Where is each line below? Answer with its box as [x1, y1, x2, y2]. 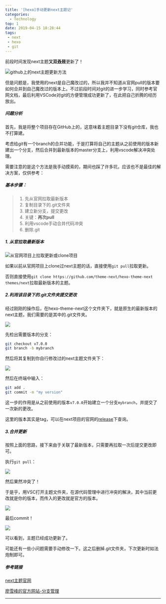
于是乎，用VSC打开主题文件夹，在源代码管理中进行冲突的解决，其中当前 [5, 489, 153, 495]
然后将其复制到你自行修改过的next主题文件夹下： [5, 355, 105, 361]
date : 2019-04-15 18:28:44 [5, 26, 61, 31]
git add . [5, 385, 26, 390]
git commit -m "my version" [5, 390, 63, 395]
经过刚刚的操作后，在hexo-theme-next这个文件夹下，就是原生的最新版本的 [5, 305, 158, 311]
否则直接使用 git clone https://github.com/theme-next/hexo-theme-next [5, 273, 153, 279]
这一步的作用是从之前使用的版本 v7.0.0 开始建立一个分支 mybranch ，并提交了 [5, 400, 158, 405]
